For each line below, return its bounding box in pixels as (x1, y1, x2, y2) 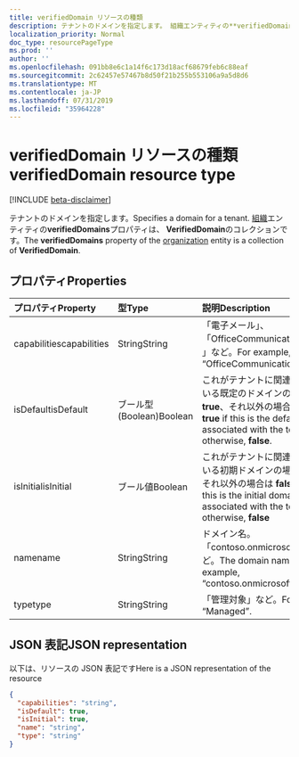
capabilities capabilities (13, 338, 109, 350)
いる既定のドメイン (201, 387, 283, 399)
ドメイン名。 (201, 528, 256, 539)
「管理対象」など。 (201, 594, 282, 605)
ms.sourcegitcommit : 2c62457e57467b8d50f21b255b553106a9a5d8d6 (9, 71, 249, 80)
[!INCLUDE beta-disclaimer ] (9, 194, 111, 205)
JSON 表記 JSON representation (9, 638, 188, 653)
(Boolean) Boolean (117, 410, 194, 422)
